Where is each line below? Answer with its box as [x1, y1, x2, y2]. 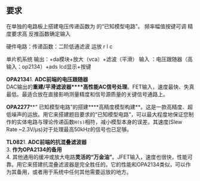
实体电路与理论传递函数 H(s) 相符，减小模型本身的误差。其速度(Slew [16, 118, 183, 125]
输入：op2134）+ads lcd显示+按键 [6, 63, 91, 70]
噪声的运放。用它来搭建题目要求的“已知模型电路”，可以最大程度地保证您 [11, 111, 189, 118]
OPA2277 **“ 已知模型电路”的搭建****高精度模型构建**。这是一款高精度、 [6, 103, 188, 111]
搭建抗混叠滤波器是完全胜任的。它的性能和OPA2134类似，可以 [32, 161, 186, 168]
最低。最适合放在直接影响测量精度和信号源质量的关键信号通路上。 [6, 90, 168, 97]
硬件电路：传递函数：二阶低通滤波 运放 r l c [6, 42, 113, 50]
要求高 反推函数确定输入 [11, 30, 70, 37]
